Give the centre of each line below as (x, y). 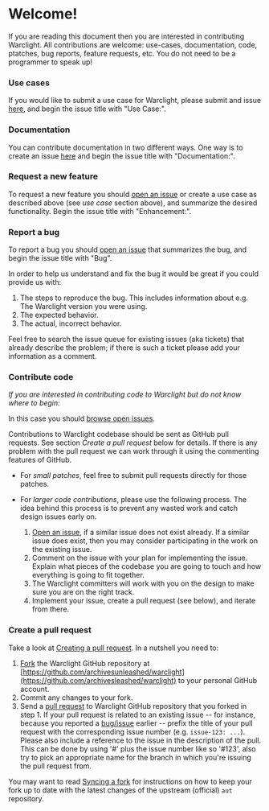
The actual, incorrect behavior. (71, 323)
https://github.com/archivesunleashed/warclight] (104, 672)
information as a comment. (53, 356)
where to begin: (34, 403)
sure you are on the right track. (83, 592)
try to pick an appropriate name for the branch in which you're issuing (135, 757)
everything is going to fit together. (88, 575)
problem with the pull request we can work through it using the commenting (134, 451)
